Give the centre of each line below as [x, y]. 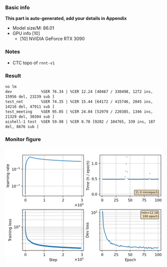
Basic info [17, 8]
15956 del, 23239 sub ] [30, 97]
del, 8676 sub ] [22, 127]
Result [13, 76]
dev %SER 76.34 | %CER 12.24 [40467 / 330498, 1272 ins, [79, 92]
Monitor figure [23, 139]
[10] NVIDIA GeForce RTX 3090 [52, 39]
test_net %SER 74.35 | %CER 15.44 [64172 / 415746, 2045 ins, [79, 102]
